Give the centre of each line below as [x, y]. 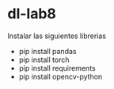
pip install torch [44, 60]
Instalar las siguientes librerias [57, 36]
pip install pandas [47, 51]
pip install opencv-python [61, 76]
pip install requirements [57, 68]
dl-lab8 [32, 14]
